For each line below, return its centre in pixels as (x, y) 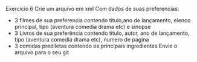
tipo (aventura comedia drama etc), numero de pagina (82, 39)
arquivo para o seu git (42, 52)
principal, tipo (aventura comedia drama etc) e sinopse (82, 27)
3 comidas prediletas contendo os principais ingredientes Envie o (96, 46)
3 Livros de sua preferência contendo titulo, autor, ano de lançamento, (102, 33)
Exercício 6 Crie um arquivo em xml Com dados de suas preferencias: (92, 9)
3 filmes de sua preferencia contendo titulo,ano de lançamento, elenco (102, 20)
